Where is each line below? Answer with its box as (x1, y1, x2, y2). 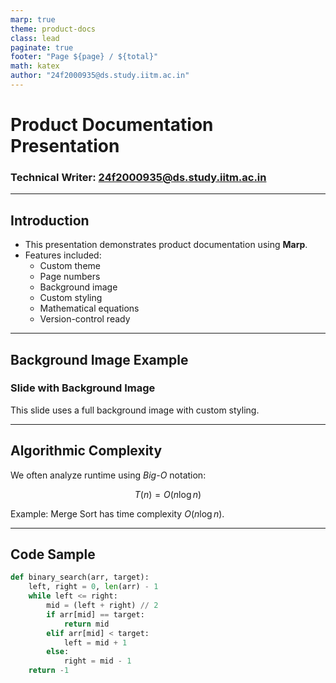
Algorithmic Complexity (10, 442, 163, 460)
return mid (63, 619, 110, 629)
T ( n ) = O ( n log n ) (134, 488, 202, 500)
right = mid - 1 (63, 656, 132, 666)
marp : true (10, 14, 56, 25)
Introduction (10, 212, 90, 229)
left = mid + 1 (63, 637, 128, 648)
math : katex (10, 61, 60, 71)
